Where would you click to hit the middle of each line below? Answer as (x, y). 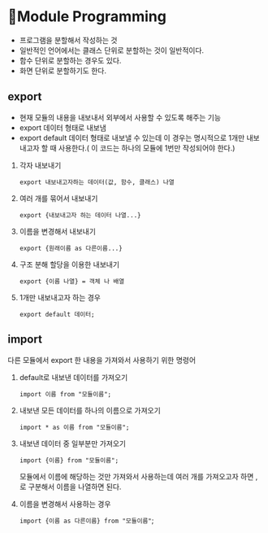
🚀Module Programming (87, 17)
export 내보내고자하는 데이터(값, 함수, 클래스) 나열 (97, 182)
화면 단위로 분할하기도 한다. (63, 70)
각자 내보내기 (40, 165)
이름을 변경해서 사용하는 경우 (65, 504)
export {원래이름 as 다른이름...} (71, 248)
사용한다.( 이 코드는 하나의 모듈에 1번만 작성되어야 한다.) (147, 148)
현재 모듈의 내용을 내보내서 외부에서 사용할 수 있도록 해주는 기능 (120, 117)
